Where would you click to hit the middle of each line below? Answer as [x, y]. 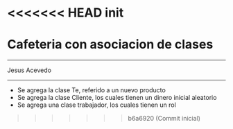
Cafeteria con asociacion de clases [110, 45]
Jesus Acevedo [29, 70]
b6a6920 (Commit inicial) [164, 119]
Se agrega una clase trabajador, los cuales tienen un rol [97, 105]
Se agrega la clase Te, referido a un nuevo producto [92, 90]
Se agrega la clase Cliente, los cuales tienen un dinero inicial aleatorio [117, 98]
